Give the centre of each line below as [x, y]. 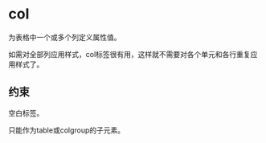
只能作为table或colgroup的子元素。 [67, 130]
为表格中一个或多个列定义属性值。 [65, 37]
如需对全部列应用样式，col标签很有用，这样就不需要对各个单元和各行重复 [129, 54]
